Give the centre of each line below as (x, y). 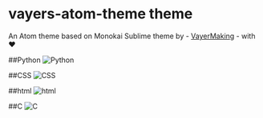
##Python (25, 60)
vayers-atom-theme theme (101, 14)
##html (20, 90)
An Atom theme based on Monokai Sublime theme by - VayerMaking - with (132, 36)
